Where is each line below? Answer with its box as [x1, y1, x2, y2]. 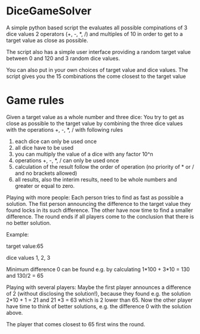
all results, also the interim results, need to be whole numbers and [14, 175, 177, 183]
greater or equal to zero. [14, 182, 75, 189]
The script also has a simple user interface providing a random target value [6, 48, 191, 55]
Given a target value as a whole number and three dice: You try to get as [6, 113, 184, 120]
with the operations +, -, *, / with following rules [6, 126, 124, 133]
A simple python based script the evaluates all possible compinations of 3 [6, 24, 188, 31]
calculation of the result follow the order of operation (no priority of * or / [14, 163, 194, 170]
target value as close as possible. [6, 37, 88, 44]
